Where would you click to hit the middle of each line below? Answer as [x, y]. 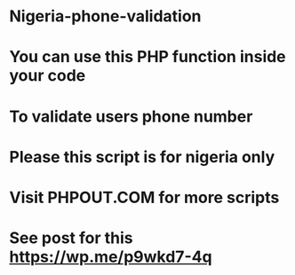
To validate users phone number [131, 116]
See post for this [71, 238]
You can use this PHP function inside [147, 57]
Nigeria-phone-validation [105, 16]
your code [48, 76]
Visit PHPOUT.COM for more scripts [144, 197]
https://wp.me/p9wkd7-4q [111, 257]
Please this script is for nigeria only [142, 157]
